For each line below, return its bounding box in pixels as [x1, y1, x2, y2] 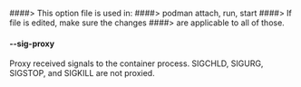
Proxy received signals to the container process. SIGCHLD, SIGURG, [9, 58, 264, 69]
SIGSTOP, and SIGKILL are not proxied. [9, 68, 156, 79]
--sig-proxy [9, 38, 55, 49]
